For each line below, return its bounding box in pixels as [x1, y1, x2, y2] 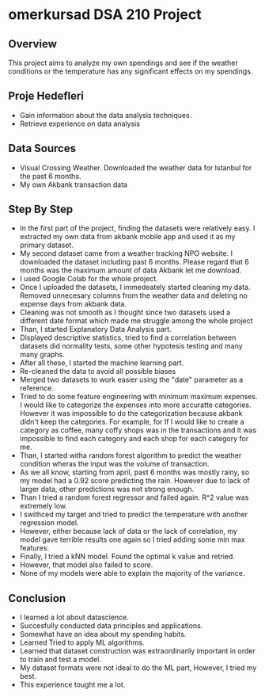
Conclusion [8, 592, 66, 605]
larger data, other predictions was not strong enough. [19, 485, 195, 494]
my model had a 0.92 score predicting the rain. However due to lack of [19, 476, 251, 486]
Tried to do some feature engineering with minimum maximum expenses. [19, 392, 258, 402]
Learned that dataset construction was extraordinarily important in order [19, 646, 256, 656]
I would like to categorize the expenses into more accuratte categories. [19, 400, 252, 409]
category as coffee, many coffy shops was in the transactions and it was [19, 425, 257, 435]
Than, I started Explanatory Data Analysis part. [19, 325, 172, 334]
